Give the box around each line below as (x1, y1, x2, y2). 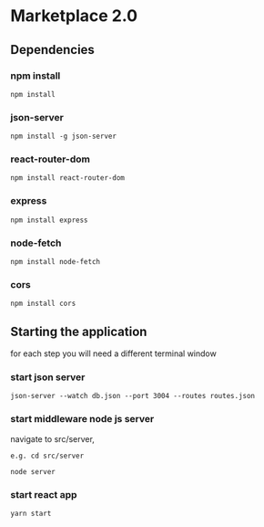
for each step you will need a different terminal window (10, 348, 217, 359)
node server (10, 467, 56, 476)
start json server (10, 371, 86, 384)
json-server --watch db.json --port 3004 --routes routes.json (10, 392, 256, 401)
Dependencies (10, 42, 95, 58)
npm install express (10, 216, 89, 225)
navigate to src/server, (10, 433, 95, 444)
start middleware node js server (10, 413, 155, 426)
